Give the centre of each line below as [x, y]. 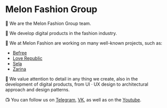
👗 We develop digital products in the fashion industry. [61, 33]
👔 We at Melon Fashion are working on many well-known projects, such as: [84, 43]
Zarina [19, 69]
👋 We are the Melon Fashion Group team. [48, 23]
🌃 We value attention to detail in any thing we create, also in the [72, 79]
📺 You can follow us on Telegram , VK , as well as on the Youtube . [73, 99]
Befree [20, 53]
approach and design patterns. [38, 89]
